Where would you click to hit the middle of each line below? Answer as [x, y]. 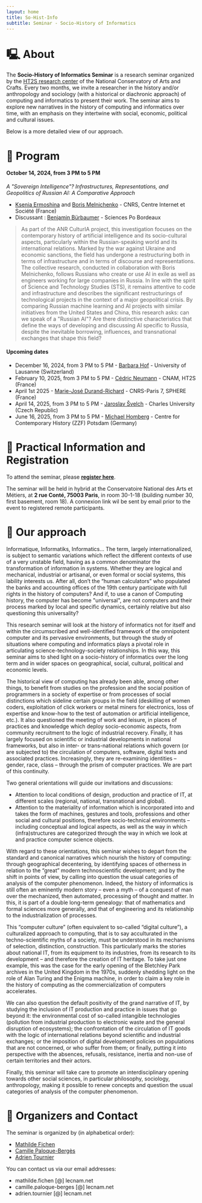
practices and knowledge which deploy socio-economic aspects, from [94, 726]
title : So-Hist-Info [32, 18]
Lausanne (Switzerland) [44, 371]
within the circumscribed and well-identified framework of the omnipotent [98, 631]
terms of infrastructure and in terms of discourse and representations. [108, 261]
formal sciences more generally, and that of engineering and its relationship [100, 908]
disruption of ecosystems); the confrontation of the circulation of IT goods [99, 1028]
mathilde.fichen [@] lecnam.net [54, 1180]
